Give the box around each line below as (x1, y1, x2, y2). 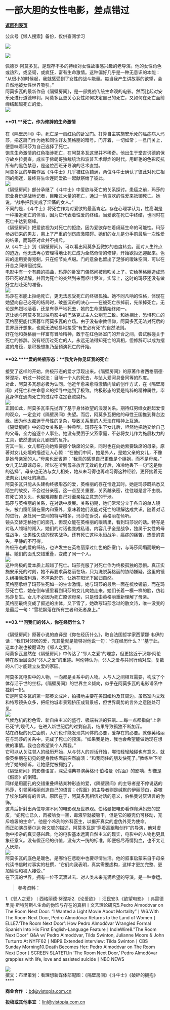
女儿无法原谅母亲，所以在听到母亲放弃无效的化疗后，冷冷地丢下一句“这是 (5, 462, 158, 468)
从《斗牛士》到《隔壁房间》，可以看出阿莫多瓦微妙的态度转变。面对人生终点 (5, 244, 163, 250)
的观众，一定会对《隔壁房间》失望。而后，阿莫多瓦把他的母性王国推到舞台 (5, 412, 160, 418)
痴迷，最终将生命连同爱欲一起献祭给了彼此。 (14, 175, 107, 181)
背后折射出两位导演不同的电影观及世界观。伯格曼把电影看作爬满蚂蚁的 (9, 805, 156, 811)
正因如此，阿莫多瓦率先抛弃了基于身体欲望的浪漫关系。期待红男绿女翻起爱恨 (5, 405, 165, 411)
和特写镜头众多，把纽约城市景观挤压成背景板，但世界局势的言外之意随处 (5, 699, 156, 705)
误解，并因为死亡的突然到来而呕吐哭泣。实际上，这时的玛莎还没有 (22, 275, 160, 281)
